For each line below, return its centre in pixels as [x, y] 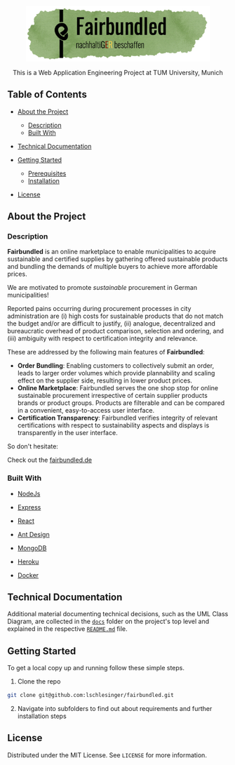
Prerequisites [47, 173]
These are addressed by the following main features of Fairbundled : [106, 352]
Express [29, 507]
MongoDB [32, 548]
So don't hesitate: [33, 446]
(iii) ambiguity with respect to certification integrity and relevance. [102, 338]
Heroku [28, 561]
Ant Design [34, 534]
